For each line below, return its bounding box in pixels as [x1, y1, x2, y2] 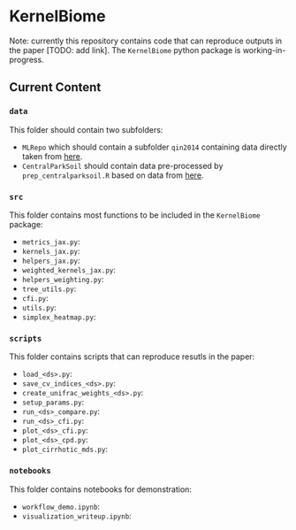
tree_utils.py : [21, 283, 77, 294]
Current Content [9, 80, 102, 95]
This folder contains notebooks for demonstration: [9, 484, 193, 495]
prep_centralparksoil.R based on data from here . [21, 170, 204, 181]
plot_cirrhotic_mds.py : [21, 444, 109, 455]
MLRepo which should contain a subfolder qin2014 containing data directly [21, 142, 287, 152]
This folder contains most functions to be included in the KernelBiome [9, 210, 261, 220]
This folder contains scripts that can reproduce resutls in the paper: [9, 351, 255, 362]
